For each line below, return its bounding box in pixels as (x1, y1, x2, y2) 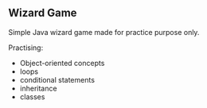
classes (19, 91, 45, 102)
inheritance (19, 83, 57, 93)
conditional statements (19, 75, 96, 84)
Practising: (8, 43, 44, 52)
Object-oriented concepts (19, 58, 105, 67)
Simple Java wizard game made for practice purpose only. (8, 27, 200, 37)
